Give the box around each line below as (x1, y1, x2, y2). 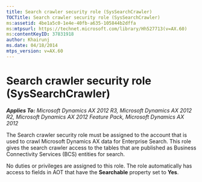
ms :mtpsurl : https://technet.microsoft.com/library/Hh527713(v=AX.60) (6, 25, 188, 32)
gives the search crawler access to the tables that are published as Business (6, 144, 197, 151)
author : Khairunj (6, 37, 50, 43)
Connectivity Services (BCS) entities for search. (6, 150, 125, 157)
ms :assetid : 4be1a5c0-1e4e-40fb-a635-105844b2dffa (6, 20, 136, 26)
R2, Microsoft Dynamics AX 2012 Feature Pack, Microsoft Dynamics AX (6, 113, 185, 121)
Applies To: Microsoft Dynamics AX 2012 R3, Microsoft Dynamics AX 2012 (6, 107, 192, 114)
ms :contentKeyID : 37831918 (6, 31, 74, 37)
